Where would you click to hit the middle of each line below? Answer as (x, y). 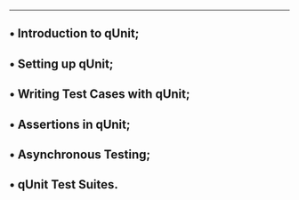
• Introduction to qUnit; (74, 33)
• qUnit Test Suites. (64, 184)
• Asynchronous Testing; (80, 154)
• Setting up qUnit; (61, 64)
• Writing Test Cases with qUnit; (100, 94)
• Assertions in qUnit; (70, 124)
